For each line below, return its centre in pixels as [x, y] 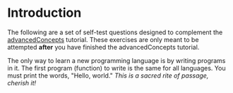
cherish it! [22, 83]
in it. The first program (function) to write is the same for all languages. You [116, 68]
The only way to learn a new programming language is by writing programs [116, 60]
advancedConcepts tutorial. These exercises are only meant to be [103, 39]
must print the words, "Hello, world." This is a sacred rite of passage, [108, 76]
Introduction [44, 13]
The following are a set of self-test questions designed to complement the [115, 32]
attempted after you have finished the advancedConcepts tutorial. [103, 47]
